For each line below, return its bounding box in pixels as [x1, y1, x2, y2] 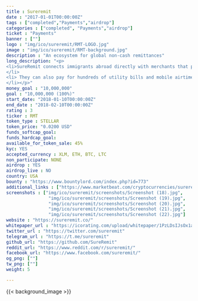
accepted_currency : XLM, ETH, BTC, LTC [6, 151, 107, 157]
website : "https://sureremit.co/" [6, 217, 94, 223]
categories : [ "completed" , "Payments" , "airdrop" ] [6, 25, 133, 31]
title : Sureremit [6, 8, 51, 15]
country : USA [6, 174, 38, 179]
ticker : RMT [6, 113, 38, 119]
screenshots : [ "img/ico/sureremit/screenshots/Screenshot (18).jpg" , [6, 189, 183, 195]
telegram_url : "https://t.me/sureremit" [6, 234, 110, 240]
